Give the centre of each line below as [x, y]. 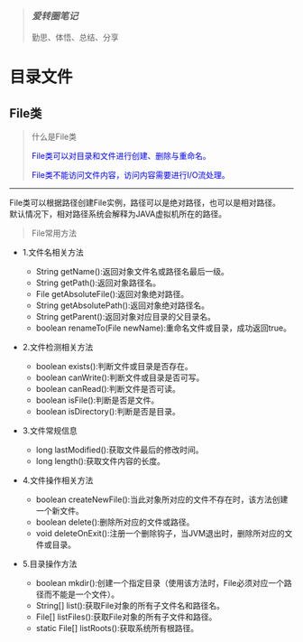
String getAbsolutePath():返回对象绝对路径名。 [123, 305]
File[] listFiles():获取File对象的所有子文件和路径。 [126, 617]
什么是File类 [54, 137]
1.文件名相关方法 [53, 253]
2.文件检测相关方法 [58, 348]
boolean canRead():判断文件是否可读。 [108, 389]
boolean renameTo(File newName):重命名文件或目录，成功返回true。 [163, 328]
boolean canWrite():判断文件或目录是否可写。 [120, 377]
